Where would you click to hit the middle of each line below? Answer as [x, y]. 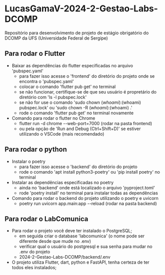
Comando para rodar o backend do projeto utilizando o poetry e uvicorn [85, 198]
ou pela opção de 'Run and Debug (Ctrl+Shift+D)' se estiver [80, 129]
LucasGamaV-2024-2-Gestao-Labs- [82, 9]
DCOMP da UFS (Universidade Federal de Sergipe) [56, 38]
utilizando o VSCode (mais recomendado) [62, 134]
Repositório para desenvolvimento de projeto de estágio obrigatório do [77, 33]
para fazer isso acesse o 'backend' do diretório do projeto [78, 167]
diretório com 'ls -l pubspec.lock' [53, 97]
